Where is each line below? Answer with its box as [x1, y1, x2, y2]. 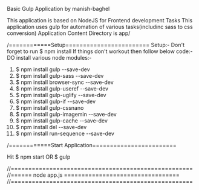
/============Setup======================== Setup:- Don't [7, 42, 185, 48]
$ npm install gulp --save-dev [15, 66, 90, 73]
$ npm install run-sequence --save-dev [15, 130, 114, 137]
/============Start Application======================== [7, 142, 177, 148]
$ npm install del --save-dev [15, 124, 87, 130]
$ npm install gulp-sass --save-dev [15, 72, 104, 79]
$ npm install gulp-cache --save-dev [15, 117, 108, 124]
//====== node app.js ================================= [7, 171, 180, 179]
